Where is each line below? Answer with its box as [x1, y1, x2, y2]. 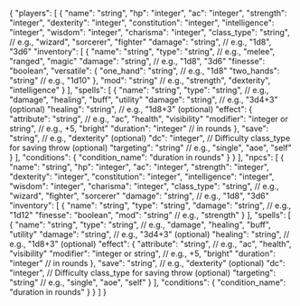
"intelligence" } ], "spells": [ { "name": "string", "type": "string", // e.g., [9, 85, 269, 95]
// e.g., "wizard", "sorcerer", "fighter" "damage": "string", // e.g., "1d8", [9, 36, 272, 47]
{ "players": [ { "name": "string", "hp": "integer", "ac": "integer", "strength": [9, 8, 287, 18]
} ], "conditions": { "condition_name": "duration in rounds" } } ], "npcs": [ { [9, 152, 285, 162]
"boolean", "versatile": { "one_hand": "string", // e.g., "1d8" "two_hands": [9, 65, 280, 76]
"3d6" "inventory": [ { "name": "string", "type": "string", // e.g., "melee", [9, 46, 276, 57]
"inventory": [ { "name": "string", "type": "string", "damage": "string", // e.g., [9, 200, 292, 211]
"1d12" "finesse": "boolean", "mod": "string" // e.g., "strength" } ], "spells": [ [9, 210, 292, 220]
